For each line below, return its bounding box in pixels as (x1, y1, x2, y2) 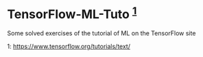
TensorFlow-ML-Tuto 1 (7, 4, 137, 22)
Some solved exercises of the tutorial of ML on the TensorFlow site (7, 29, 196, 37)
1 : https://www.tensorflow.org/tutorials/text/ (7, 42, 130, 51)
